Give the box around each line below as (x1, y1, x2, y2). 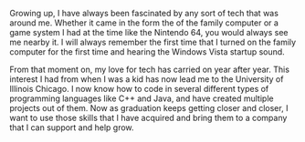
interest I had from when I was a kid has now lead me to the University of (9, 74, 284, 85)
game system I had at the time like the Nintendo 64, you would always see (9, 27, 289, 37)
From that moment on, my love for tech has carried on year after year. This (9, 64, 290, 75)
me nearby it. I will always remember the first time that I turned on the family (9, 36, 297, 47)
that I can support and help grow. (9, 122, 134, 133)
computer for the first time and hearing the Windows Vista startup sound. (9, 46, 285, 57)
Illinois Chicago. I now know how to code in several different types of (9, 84, 269, 94)
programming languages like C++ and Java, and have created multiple (9, 93, 274, 104)
